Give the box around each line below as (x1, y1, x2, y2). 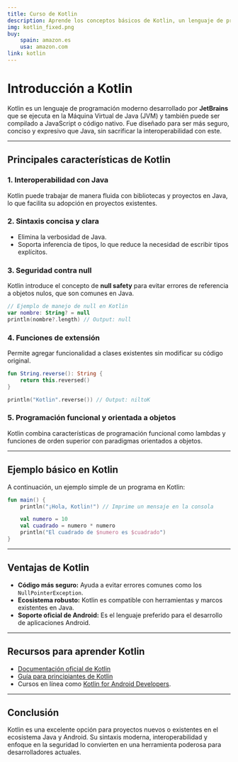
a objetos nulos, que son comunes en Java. (7, 289, 135, 298)
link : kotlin (7, 50, 46, 57)
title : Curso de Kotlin (7, 10, 78, 18)
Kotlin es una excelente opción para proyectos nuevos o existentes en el (7, 725, 218, 734)
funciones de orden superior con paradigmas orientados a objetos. (7, 436, 203, 445)
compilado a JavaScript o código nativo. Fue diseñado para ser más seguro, (7, 118, 229, 128)
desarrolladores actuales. (7, 748, 81, 756)
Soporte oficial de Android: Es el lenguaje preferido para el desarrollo (17, 611, 223, 619)
